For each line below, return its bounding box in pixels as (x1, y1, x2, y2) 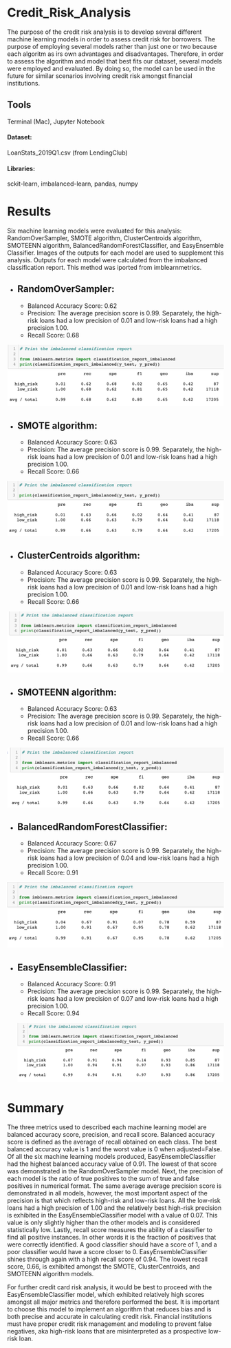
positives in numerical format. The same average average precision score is (7, 1182, 222, 1190)
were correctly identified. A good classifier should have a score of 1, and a (7, 1240, 218, 1249)
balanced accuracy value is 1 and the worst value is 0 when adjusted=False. (7, 1145, 222, 1153)
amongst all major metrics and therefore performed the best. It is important (7, 1298, 220, 1306)
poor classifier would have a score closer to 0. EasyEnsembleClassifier (7, 1248, 208, 1256)
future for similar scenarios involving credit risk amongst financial (7, 71, 192, 80)
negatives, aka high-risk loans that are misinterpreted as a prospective (7, 1327, 208, 1336)
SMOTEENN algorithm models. (7, 1270, 94, 1278)
